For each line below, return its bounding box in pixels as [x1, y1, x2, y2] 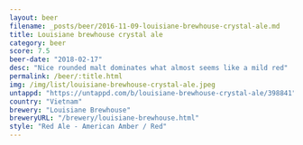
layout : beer [9, 13, 59, 23]
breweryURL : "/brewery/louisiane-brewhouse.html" [9, 113, 200, 122]
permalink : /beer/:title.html [9, 72, 124, 81]
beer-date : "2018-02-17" [9, 55, 103, 64]
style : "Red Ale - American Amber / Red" [9, 122, 168, 131]
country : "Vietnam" [9, 96, 83, 106]
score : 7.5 [9, 47, 50, 56]
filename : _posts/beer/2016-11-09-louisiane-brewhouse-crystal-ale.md [9, 22, 280, 31]
